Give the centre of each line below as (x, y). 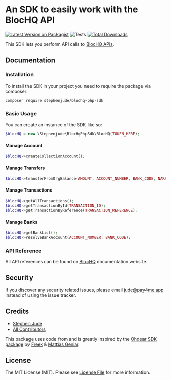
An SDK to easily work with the (72, 9)
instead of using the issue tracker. (41, 295)
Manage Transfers (25, 168)
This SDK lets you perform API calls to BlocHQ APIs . (60, 44)
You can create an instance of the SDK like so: (54, 125)
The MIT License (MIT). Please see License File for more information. (78, 372)
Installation (20, 75)
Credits (17, 311)
